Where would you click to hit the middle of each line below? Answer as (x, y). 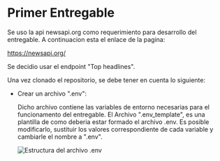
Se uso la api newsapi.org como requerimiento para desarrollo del (102, 32)
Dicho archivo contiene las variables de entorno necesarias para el (113, 107)
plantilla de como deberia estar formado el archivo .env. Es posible (113, 122)
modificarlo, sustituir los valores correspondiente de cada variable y (115, 129)
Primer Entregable (61, 13)
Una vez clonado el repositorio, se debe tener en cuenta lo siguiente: (107, 80)
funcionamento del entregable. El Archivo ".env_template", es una (111, 114)
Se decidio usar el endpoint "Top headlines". (71, 66)
